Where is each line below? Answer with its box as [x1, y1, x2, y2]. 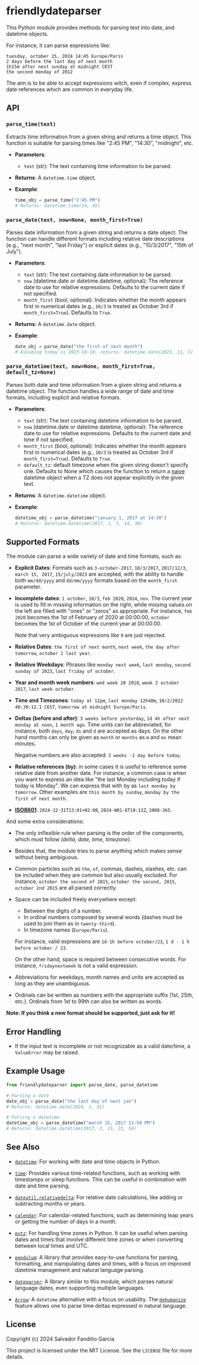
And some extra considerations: [6, 818, 84, 825]
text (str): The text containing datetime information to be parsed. [23, 417, 183, 424]
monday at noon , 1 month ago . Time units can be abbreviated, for [14, 721, 172, 728]
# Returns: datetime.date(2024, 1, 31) [6, 1104, 105, 1110]
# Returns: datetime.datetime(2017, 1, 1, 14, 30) [14, 520, 143, 526]
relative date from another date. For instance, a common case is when [14, 770, 187, 777]
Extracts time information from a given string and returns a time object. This [6, 133, 192, 140]
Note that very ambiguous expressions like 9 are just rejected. [14, 632, 166, 639]
